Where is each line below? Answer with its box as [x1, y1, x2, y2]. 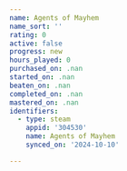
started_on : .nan [9, 73, 75, 82]
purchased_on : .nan [9, 65, 83, 74]
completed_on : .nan [9, 89, 83, 98]
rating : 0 [9, 30, 47, 39]
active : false [9, 38, 63, 48]
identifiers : [9, 106, 59, 116]
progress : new [9, 47, 63, 56]
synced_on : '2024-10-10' [25, 140, 120, 149]
